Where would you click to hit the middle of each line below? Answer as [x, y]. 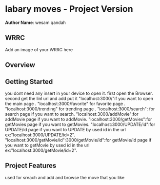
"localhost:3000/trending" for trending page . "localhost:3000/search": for [80, 109]
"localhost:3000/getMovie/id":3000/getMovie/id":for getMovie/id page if [78, 140]
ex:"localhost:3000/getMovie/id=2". [41, 150]
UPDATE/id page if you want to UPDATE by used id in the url [65, 129]
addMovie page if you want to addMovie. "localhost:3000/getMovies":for [79, 119]
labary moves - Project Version [69, 9]
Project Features [31, 166]
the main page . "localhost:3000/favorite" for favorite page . [65, 103]
